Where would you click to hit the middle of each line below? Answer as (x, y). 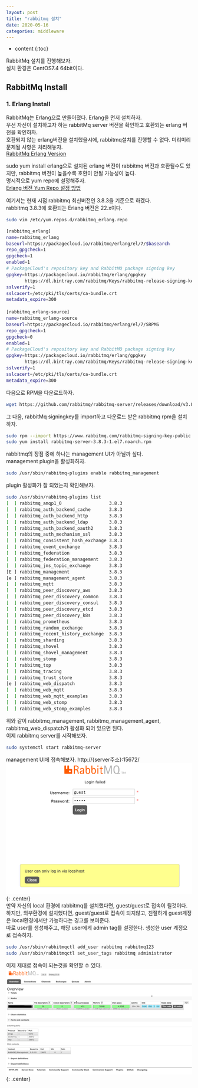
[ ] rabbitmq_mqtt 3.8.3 (64, 584)
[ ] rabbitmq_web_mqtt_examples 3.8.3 (64, 696)
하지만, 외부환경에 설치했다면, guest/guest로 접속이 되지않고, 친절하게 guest (94, 913)
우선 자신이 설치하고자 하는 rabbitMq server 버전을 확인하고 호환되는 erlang (94, 124)
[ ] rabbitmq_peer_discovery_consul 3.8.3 (64, 603)
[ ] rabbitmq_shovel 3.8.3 (64, 647)
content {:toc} (32, 49)
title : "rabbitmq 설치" (34, 19)
